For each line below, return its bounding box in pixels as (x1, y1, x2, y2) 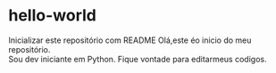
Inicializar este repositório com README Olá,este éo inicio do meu (8, 35, 252, 45)
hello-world (8, 5, 97, 26)
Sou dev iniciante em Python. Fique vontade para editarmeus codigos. (8, 53, 267, 64)
